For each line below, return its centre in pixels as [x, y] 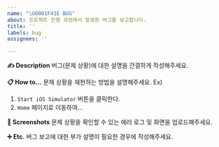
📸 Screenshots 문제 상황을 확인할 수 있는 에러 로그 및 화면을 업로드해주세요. [110, 122]
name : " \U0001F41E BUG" [41, 13]
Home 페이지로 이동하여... [50, 108]
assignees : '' [28, 39]
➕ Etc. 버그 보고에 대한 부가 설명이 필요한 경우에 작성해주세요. [90, 137]
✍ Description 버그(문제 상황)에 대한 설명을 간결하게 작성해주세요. [98, 65]
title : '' [21, 26]
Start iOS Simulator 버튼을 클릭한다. [69, 99]
